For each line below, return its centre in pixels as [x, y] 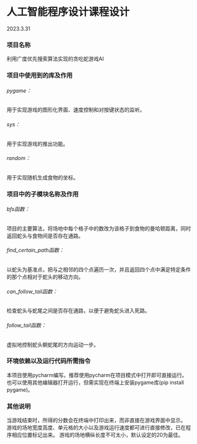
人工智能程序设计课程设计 [68, 12]
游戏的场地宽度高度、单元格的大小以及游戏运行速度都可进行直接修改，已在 [96, 428]
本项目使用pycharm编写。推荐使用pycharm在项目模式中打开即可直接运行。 [97, 375]
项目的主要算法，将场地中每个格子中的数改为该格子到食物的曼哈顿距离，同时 [99, 228]
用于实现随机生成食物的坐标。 [42, 177]
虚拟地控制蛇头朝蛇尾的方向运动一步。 [53, 344]
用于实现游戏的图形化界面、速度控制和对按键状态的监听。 [76, 110]
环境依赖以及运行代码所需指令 [49, 361]
